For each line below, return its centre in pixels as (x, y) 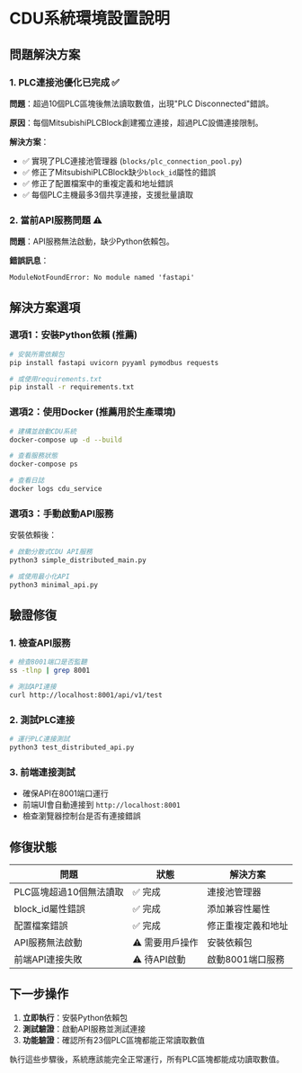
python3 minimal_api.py (54, 585)
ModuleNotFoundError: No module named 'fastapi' (102, 278)
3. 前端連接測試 (43, 772)
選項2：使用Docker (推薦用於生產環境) (93, 412)
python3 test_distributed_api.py (72, 747)
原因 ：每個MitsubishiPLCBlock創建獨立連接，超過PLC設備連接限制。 (136, 122)
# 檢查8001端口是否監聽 (49, 662)
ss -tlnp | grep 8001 (50, 671)
